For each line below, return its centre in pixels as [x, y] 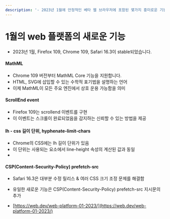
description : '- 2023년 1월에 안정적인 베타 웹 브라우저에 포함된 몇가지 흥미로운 [81, 10]
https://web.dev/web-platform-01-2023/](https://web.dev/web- [80, 206]
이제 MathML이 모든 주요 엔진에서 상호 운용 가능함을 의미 [69, 88]
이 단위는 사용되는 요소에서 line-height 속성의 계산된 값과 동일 [74, 150]
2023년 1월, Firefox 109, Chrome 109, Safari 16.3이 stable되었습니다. [82, 52]
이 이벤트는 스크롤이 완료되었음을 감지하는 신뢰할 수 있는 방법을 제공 [79, 118]
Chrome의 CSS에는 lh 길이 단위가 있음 [51, 143]
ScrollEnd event [22, 100]
